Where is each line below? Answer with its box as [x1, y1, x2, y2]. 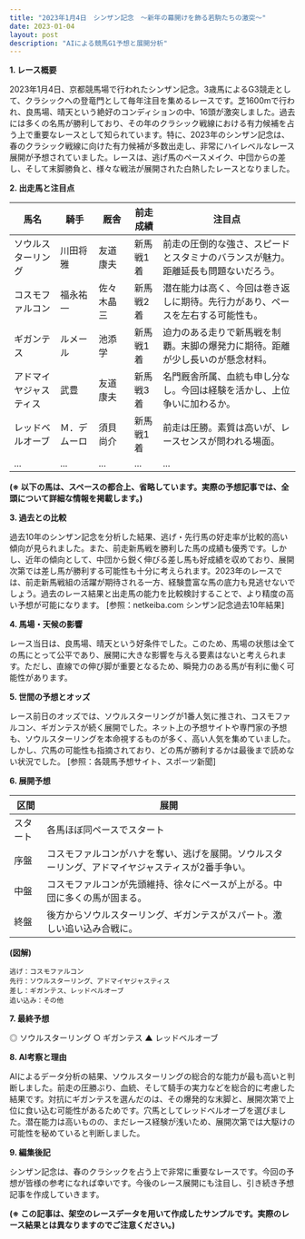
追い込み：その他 [9, 996, 64, 1006]
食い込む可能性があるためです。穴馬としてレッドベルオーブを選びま [25, 1105, 279, 1116]
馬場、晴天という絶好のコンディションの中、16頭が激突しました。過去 [33, 106, 296, 118]
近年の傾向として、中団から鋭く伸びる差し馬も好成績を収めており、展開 [25, 555, 295, 565]
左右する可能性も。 [181, 310, 263, 322]
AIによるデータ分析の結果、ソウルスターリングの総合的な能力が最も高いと [9, 1071, 288, 1082]
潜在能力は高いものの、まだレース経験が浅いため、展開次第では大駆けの [25, 1116, 296, 1127]
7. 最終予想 [9, 1013, 50, 1024]
